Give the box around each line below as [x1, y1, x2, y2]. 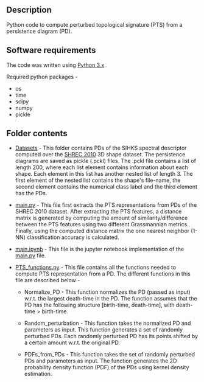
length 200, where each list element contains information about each [15, 164, 189, 171]
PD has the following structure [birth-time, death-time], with [24, 301, 175, 309]
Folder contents [6, 128, 68, 139]
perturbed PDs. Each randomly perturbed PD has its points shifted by [24, 333, 199, 340]
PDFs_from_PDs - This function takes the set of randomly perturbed [24, 351, 195, 358]
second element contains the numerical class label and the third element [15, 183, 198, 190]
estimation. [24, 370, 52, 378]
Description [6, 5, 52, 15]
